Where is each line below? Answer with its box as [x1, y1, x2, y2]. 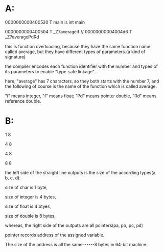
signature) [5, 54, 26, 59]
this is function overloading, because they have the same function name [5, 43, 151, 49]
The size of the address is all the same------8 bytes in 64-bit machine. [5, 241, 148, 247]
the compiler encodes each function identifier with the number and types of [5, 63, 158, 69]
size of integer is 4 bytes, [5, 194, 56, 199]
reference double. [5, 98, 42, 104]
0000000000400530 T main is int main [5, 19, 85, 25]
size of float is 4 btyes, [5, 203, 51, 209]
